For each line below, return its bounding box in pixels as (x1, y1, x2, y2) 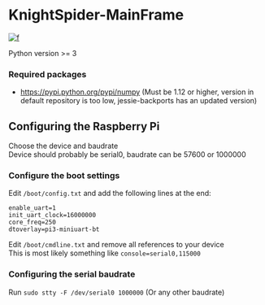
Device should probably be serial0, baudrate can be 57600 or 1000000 (8, 150, 246, 159)
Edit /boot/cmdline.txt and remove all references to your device (8, 240, 225, 250)
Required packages (8, 68, 87, 80)
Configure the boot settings (8, 169, 120, 181)
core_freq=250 (8, 218, 57, 227)
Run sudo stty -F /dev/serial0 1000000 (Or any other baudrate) (8, 287, 225, 297)
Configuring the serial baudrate (8, 268, 136, 280)
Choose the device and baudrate (8, 141, 119, 151)
